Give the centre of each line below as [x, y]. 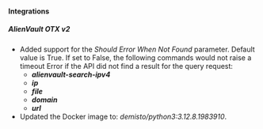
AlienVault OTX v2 [39, 29]
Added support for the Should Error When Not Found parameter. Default [137, 49]
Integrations [29, 11]
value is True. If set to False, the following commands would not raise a [135, 57]
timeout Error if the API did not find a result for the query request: [126, 66]
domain [44, 100]
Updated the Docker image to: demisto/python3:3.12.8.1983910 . [123, 116]
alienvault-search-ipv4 [71, 74]
